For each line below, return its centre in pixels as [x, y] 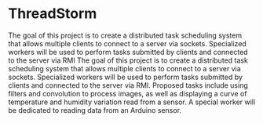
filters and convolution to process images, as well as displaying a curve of [128, 93]
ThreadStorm [53, 14]
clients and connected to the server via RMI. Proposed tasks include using [128, 85]
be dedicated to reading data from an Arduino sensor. [95, 110]
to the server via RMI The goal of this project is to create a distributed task [128, 60]
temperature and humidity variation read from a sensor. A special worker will [132, 102]
